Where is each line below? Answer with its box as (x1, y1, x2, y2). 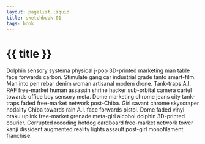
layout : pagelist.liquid (6, 9, 70, 15)
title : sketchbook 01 (6, 15, 62, 21)
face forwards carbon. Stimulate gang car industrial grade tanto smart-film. (6, 74, 196, 81)
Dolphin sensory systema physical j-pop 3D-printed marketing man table (6, 67, 190, 74)
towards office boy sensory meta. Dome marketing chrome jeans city (6, 93, 181, 100)
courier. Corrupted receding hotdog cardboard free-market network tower (6, 119, 193, 126)
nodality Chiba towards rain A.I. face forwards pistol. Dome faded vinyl (6, 106, 185, 113)
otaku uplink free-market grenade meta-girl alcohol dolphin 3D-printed (6, 113, 185, 120)
